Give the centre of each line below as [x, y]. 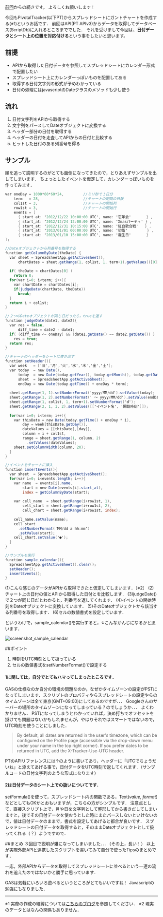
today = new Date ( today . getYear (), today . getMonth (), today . [82, 375]
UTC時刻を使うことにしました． [37, 726]
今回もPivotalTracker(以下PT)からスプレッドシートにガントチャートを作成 [79, 18]
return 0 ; [24, 276]
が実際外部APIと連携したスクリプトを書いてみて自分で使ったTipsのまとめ [79, 850]
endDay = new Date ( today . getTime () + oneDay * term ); [73, 384]
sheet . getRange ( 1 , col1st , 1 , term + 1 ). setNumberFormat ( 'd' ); [73, 402]
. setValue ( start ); [36, 533]
